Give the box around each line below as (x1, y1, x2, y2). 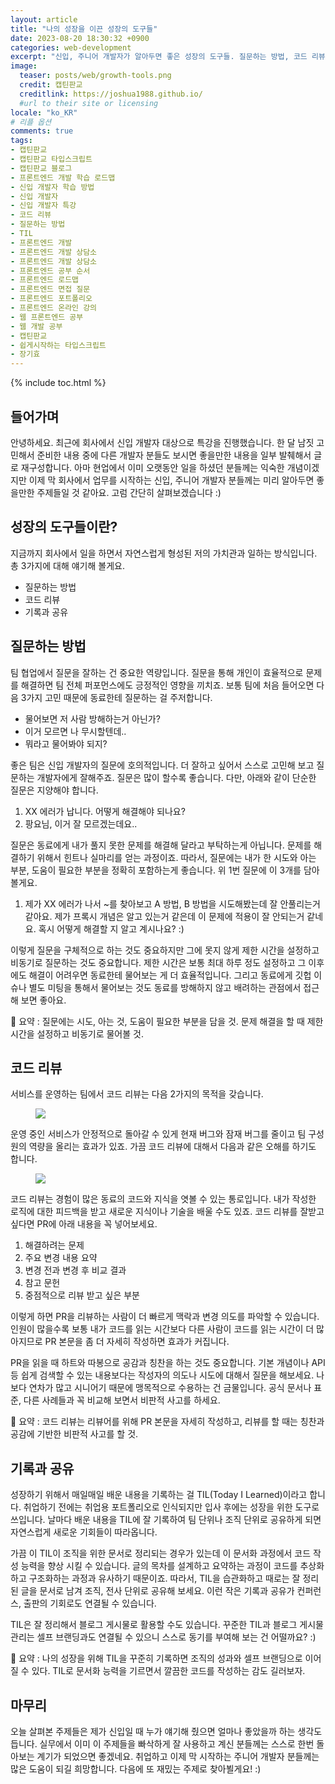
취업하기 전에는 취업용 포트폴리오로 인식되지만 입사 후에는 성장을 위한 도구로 (23, 1501, 320, 1513)
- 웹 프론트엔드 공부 (10, 312, 84, 322)
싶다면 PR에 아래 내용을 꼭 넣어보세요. (10, 1218, 158, 1230)
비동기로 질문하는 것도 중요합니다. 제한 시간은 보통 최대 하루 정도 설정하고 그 (10, 956, 307, 968)
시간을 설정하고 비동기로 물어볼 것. (10, 1027, 144, 1040)
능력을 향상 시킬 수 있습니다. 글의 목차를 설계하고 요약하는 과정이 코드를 (20, 1560, 298, 1572)
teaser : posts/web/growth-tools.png (19, 71, 172, 81)
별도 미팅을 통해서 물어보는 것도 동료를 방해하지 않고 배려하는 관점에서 (28, 981, 302, 993)
